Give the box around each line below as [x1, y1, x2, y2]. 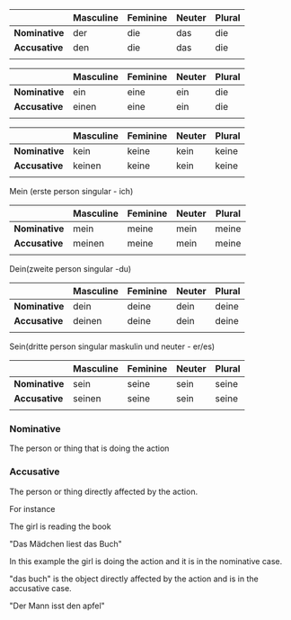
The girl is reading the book [9, 521, 111, 532]
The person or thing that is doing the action [9, 443, 170, 454]
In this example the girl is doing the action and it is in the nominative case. [9, 555, 283, 566]
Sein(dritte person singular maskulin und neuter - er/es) [9, 341, 216, 352]
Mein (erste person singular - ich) [9, 186, 134, 196]
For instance [9, 503, 56, 514]
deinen [73, 315, 102, 327]
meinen [73, 238, 105, 249]
